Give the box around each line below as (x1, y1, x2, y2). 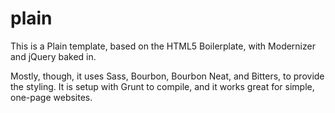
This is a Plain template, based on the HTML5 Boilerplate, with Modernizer (10, 40, 316, 52)
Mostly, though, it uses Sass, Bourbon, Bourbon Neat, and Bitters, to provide (10, 70, 325, 82)
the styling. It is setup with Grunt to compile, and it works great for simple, (10, 80, 315, 92)
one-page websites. (10, 91, 93, 103)
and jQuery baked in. (10, 50, 97, 62)
